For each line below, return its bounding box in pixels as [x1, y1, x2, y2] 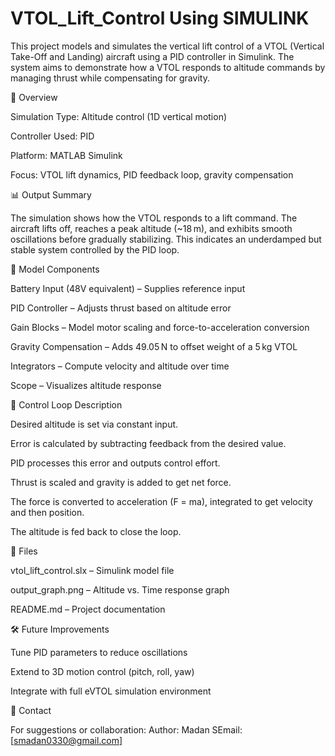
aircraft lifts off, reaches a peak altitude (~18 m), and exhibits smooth [10, 222, 293, 234]
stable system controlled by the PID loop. [10, 243, 180, 256]
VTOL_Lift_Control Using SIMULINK [10, 7, 310, 30]
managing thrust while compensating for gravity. [10, 72, 210, 84]
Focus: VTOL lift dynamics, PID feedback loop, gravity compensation [10, 168, 294, 181]
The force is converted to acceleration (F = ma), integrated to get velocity [10, 495, 313, 507]
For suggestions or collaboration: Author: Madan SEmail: [10, 723, 243, 736]
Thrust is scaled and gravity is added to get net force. [10, 476, 232, 488]
